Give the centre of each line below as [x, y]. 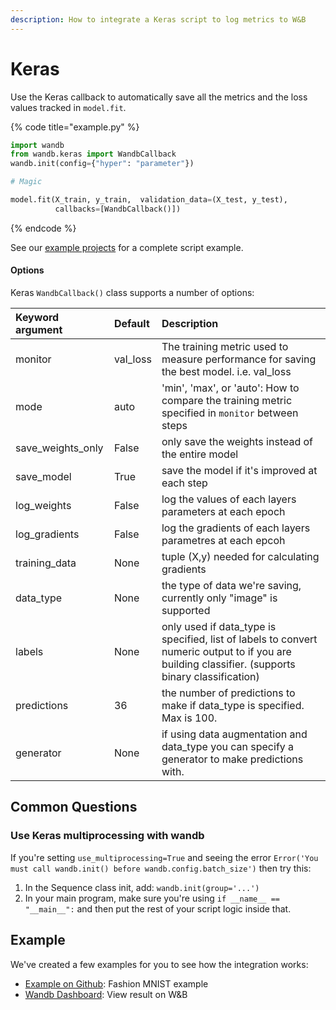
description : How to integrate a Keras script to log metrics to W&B [158, 19]
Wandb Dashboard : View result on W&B [106, 994]
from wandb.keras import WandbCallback [93, 154]
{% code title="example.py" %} [75, 127]
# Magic [26, 182]
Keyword [37, 318]
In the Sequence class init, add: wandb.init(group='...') [142, 887]
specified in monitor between [230, 413]
